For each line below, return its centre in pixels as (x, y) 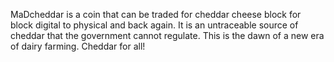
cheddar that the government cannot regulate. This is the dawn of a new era (167, 35)
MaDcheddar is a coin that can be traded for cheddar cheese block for (156, 14)
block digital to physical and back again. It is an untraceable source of (154, 25)
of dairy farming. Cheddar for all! (78, 46)
